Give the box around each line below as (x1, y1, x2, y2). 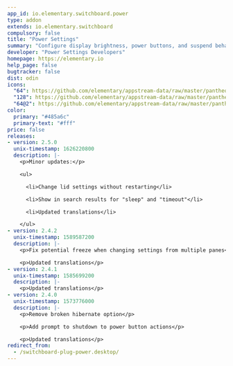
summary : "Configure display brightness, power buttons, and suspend (7, 42, 213, 49)
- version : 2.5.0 (7, 139, 58, 146)
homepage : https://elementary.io (7, 55, 104, 62)
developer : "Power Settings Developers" (7, 49, 126, 56)
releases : (7, 132, 36, 139)
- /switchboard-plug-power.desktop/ (13, 349, 119, 356)
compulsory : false (7, 29, 60, 37)
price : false (7, 126, 45, 133)
